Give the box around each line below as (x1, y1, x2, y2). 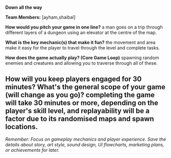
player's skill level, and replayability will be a (5, 107, 150, 115)
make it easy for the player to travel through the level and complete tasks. (5, 45, 160, 50)
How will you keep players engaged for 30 (5, 75, 142, 84)
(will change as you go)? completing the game (5, 91, 155, 99)
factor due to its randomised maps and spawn (5, 115, 154, 123)
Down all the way (5, 5, 42, 10)
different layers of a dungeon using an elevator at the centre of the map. (5, 30, 157, 35)
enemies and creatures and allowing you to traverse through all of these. (5, 60, 158, 66)
